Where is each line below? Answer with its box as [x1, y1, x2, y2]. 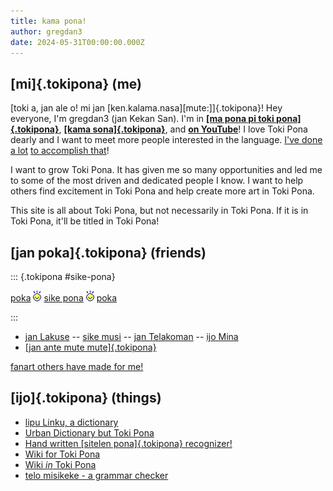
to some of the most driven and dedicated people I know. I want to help [10, 175, 304, 187]
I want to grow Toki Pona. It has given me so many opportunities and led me [10, 164, 323, 176]
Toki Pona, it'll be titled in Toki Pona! [10, 215, 160, 227]
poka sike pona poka [10, 292, 118, 304]
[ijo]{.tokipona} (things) [10, 390, 162, 407]
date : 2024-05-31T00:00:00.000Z [10, 37, 145, 47]
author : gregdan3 [10, 26, 83, 37]
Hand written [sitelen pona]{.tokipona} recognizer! [24, 437, 233, 449]
